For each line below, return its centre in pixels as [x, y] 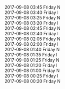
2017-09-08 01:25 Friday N [32, 60]
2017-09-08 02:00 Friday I [32, 44]
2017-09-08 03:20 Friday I [32, 23]
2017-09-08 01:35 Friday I [31, 55]
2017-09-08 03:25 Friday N [32, 18]
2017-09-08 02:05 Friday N [32, 39]
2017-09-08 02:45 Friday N [32, 28]
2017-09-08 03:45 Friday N [32, 7]
